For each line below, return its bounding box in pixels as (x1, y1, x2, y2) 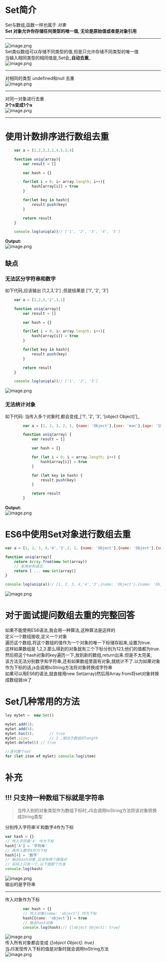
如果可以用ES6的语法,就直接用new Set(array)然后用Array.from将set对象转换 (5, 671, 160, 677)
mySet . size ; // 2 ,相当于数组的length (5, 736, 98, 741)
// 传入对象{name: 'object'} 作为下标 (23, 911, 97, 916)
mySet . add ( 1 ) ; (5, 722, 35, 727)
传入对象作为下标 (5, 896, 40, 902)
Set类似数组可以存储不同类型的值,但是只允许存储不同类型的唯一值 (5, 48, 139, 55)
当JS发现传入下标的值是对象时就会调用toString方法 (5, 946, 109, 952)
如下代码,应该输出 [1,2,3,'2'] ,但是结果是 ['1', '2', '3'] (5, 287, 109, 293)
